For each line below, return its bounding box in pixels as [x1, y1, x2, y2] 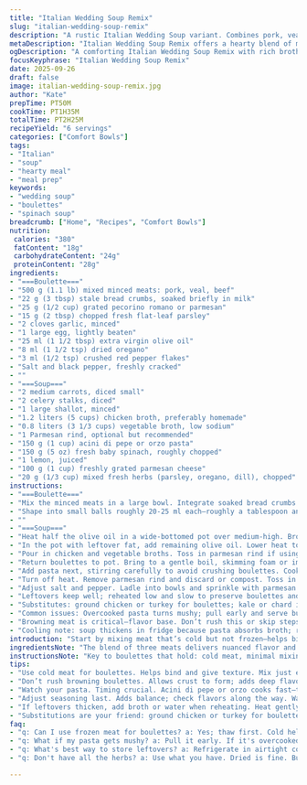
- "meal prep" [9, 175, 64, 184]
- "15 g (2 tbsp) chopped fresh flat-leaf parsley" [9, 311, 210, 320]
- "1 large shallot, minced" [9, 404, 121, 414]
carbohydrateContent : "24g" [13, 252, 121, 261]
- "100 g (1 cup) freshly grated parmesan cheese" [9, 464, 206, 474]
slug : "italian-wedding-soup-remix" [9, 22, 149, 31]
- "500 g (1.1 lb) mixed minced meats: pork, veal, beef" [9, 285, 235, 295]
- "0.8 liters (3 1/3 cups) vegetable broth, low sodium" [9, 422, 235, 431]
